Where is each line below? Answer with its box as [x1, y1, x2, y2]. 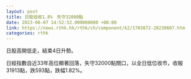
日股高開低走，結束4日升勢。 [6, 47, 77, 54]
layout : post [6, 8, 38, 15]
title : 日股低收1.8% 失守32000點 [6, 14, 83, 20]
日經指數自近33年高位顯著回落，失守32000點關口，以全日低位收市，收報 [6, 60, 183, 67]
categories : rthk [6, 30, 49, 36]
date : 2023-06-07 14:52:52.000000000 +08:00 [6, 19, 117, 25]
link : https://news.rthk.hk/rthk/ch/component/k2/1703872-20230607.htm [6, 25, 185, 31]
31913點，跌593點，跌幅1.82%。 [6, 67, 86, 74]
